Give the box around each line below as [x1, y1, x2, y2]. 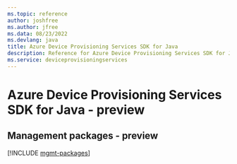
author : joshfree [7, 17, 59, 24]
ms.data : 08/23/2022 [7, 30, 68, 37]
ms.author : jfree [7, 23, 59, 30]
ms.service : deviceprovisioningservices [7, 57, 128, 64]
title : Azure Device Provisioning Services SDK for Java [7, 43, 178, 50]
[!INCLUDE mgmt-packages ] [7, 148, 90, 157]
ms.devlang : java [7, 37, 59, 44]
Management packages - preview [7, 130, 159, 142]
